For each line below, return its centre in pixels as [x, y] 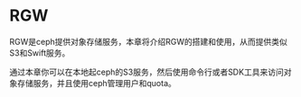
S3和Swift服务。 [40, 53]
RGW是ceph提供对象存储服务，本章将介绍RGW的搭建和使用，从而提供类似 [148, 41]
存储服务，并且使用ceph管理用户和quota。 [96, 83]
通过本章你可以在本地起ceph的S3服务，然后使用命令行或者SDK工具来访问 [147, 72]
